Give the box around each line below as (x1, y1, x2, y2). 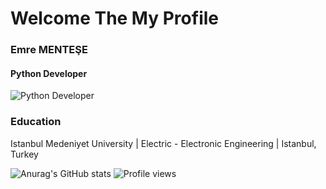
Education (10, 115, 62, 129)
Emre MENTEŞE (10, 43, 88, 57)
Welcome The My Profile (10, 7, 219, 30)
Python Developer (10, 67, 88, 79)
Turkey (10, 148, 39, 160)
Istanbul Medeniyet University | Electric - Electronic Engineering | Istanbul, (10, 137, 317, 149)
